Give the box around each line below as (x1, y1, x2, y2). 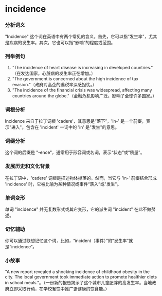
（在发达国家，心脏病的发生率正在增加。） (12, 70, 96, 76)
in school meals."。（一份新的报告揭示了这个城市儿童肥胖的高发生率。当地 (5, 279, 152, 285)
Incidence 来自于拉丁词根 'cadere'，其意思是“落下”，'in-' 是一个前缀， (5, 118, 146, 124)
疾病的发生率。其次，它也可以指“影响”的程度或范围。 (9, 40, 116, 46)
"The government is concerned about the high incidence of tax (12, 75, 139, 81)
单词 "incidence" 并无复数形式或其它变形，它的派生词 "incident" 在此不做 (5, 206, 152, 212)
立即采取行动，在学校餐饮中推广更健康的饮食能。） (9, 286, 109, 292)
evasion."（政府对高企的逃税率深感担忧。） (12, 81, 97, 87)
